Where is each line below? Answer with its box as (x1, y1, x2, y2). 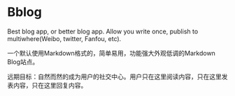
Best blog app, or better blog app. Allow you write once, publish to (7, 27, 199, 35)
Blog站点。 (7, 57, 39, 66)
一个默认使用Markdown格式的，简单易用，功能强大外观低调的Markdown (7, 49, 215, 57)
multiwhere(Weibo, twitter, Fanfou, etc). (7, 34, 122, 42)
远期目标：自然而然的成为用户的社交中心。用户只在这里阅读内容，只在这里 (7, 72, 222, 81)
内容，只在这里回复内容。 (13, 81, 87, 89)
